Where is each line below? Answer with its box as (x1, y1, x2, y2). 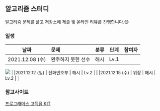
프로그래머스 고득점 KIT (5, 101, 51, 107)
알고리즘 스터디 (5, 4, 49, 13)
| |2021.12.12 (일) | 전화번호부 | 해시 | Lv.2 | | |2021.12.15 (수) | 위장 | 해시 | (11, 70, 156, 76)
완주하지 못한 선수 (51, 56, 90, 63)
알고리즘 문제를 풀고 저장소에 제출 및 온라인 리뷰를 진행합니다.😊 (5, 19, 129, 25)
